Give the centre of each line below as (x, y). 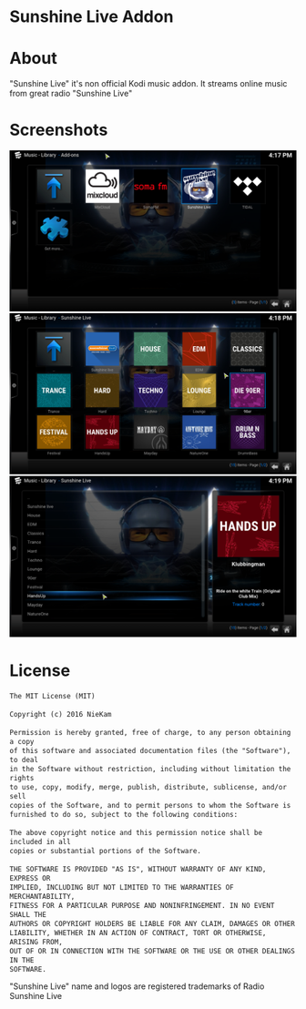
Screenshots (59, 130)
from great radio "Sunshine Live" (71, 94)
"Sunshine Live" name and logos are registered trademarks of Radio (137, 986)
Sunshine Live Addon (92, 17)
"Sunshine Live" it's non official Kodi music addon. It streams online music (148, 84)
